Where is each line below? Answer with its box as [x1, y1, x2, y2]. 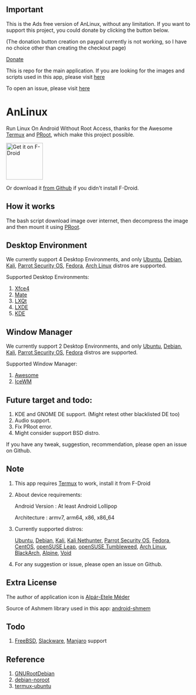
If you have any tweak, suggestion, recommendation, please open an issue [6, 441, 187, 448]
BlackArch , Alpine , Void [14, 549, 72, 556]
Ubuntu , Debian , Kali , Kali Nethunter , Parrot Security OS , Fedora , [14, 537, 171, 544]
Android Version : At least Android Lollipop [14, 503, 117, 510]
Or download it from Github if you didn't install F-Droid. [6, 184, 139, 191]
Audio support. [14, 417, 51, 424]
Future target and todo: [6, 395, 93, 405]
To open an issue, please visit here [6, 85, 90, 92]
